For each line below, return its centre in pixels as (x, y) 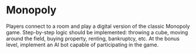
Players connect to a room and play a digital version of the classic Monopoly (98, 26)
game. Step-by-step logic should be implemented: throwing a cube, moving (97, 32)
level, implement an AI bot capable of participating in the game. (82, 45)
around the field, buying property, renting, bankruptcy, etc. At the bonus (93, 38)
